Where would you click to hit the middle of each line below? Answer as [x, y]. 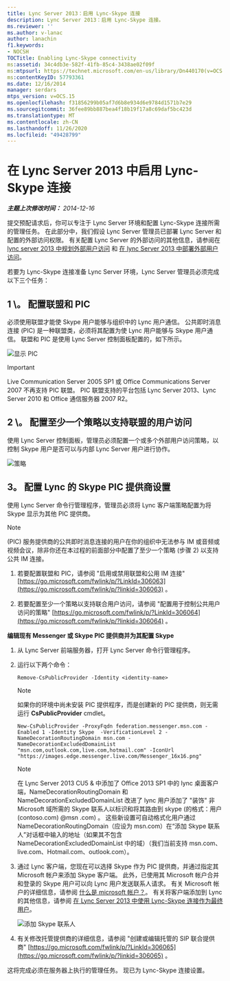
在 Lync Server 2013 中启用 [85, 171]
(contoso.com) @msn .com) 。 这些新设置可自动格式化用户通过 [106, 817]
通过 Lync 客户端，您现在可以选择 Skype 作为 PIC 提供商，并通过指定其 [118, 866]
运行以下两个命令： [44, 665]
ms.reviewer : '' [30, 26]
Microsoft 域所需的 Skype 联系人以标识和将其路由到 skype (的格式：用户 [119, 809]
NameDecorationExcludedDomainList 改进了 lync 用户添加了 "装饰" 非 [116, 800]
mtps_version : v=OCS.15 [41, 97]
